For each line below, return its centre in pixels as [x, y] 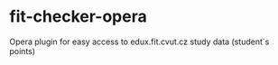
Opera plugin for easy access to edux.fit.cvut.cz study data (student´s [139, 42]
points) [23, 51]
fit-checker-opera [78, 17]
